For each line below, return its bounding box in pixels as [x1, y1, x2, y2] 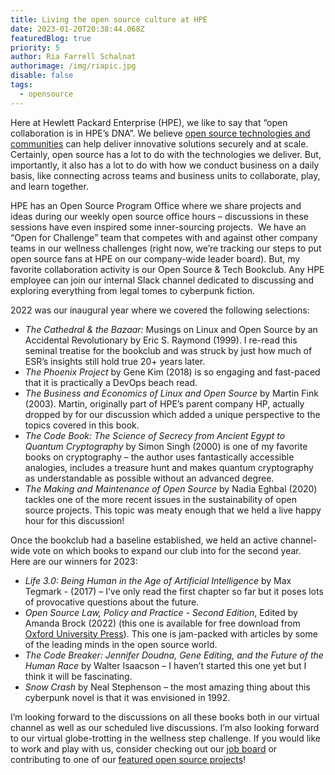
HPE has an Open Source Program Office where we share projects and [10, 199, 302, 211]
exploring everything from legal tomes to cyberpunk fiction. [10, 284, 256, 296]
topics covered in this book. [24, 419, 140, 431]
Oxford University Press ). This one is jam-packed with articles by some [24, 627, 318, 640]
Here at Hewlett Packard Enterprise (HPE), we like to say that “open [10, 116, 288, 128]
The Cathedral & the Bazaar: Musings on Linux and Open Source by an [24, 323, 318, 335]
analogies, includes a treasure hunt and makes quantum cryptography [24, 461, 314, 473]
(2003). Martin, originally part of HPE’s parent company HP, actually [24, 397, 305, 410]
